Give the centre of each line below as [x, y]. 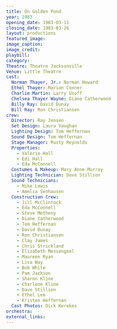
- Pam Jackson [34, 273]
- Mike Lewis [32, 186]
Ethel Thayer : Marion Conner [47, 88]
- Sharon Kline [35, 279]
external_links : [26, 317]
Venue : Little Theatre [34, 72]
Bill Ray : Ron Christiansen [46, 110]
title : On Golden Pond [34, 11]
